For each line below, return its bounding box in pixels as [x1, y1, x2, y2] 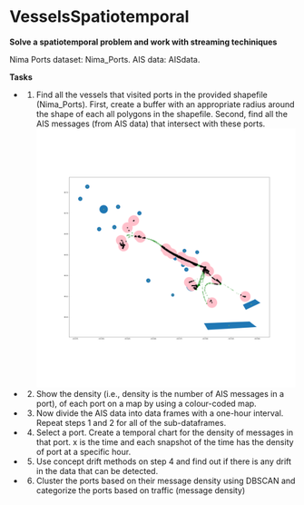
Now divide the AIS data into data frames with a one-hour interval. [35, 408, 284, 419]
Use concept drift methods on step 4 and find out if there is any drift [35, 456, 292, 467]
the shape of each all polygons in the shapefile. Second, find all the [35, 108, 289, 119]
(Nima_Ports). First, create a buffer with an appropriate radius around [35, 98, 295, 110]
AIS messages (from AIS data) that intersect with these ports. [35, 118, 266, 129]
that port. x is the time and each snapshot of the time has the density [35, 437, 294, 448]
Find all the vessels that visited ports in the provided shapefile [35, 89, 268, 100]
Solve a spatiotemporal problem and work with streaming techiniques [9, 36, 278, 47]
